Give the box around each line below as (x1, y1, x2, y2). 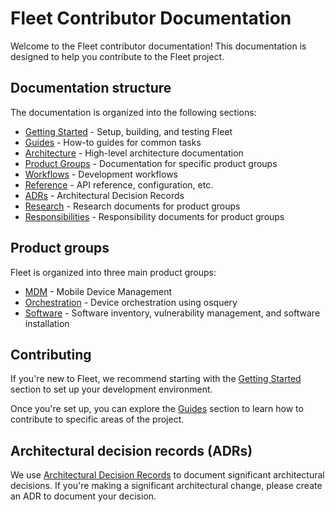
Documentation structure (10, 80, 172, 97)
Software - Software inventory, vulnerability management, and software (24, 307, 321, 319)
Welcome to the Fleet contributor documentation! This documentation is (10, 40, 307, 52)
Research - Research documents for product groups (24, 200, 241, 212)
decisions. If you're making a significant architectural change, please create (10, 480, 323, 492)
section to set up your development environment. (10, 383, 213, 396)
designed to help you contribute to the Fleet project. (10, 50, 225, 62)
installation (24, 317, 70, 329)
